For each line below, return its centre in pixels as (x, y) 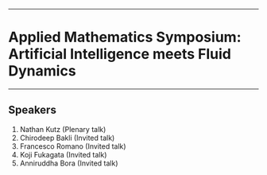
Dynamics (43, 71)
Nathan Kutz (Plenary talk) (63, 129)
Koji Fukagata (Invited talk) (63, 154)
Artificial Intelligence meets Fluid (120, 54)
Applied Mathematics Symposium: (125, 37)
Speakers (33, 110)
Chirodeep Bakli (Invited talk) (67, 138)
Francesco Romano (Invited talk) (73, 146)
